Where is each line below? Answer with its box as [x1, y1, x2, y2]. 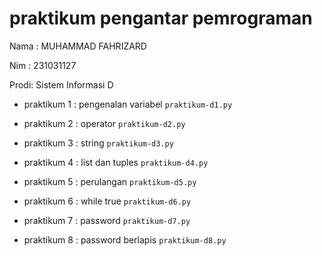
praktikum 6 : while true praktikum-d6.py [23, 195, 192, 207]
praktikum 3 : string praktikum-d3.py [23, 137, 174, 149]
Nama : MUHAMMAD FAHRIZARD [9, 40, 147, 52]
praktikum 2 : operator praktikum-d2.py [23, 117, 186, 129]
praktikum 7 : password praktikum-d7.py [23, 214, 191, 226]
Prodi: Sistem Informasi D [9, 78, 114, 91]
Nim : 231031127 [9, 59, 77, 71]
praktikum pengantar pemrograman [9, 7, 313, 30]
